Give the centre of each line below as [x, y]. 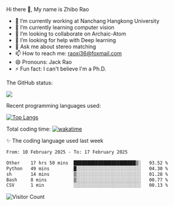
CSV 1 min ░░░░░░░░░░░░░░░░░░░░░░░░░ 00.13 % [87, 186]
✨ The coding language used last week [55, 141]
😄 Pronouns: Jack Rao [43, 62]
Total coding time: [29, 129]
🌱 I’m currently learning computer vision [64, 27]
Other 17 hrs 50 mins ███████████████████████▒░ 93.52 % [87, 163]
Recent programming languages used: [54, 106]
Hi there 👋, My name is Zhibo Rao [48, 9]
